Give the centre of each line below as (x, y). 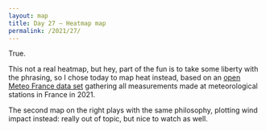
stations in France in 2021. (52, 95)
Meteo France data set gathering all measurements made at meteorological (133, 86)
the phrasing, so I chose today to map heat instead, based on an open (125, 78)
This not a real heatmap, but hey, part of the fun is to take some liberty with (133, 69)
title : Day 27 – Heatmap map (57, 23)
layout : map (28, 16)
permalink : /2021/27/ (45, 31)
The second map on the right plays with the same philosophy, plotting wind (133, 110)
